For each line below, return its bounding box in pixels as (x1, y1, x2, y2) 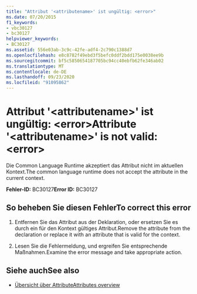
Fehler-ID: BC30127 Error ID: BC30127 (6, 186, 98, 193)
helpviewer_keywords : (6, 36, 59, 42)
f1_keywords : (6, 19, 38, 25)
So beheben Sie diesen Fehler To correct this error (6, 203, 191, 213)
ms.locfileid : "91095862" (6, 80, 69, 86)
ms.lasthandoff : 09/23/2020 (6, 74, 75, 80)
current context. (6, 174, 45, 181)
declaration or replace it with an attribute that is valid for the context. (14, 230, 181, 238)
